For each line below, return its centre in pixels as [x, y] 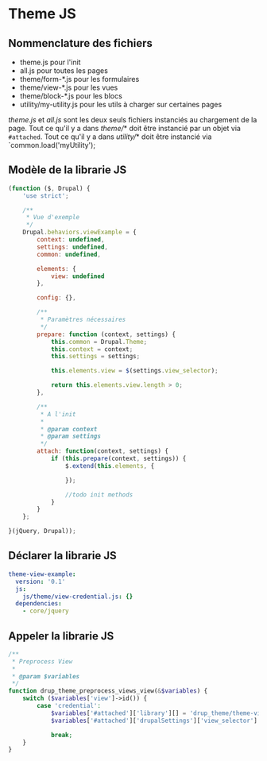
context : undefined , [71, 240]
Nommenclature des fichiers [80, 43]
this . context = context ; [92, 349]
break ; [62, 735]
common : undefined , [69, 254]
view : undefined [77, 276]
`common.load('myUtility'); [52, 145]
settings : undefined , [73, 247]
